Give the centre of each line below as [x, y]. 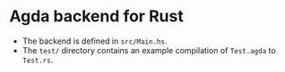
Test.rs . [38, 60]
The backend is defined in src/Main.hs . [95, 41]
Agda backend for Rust [96, 16]
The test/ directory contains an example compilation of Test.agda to [149, 50]
